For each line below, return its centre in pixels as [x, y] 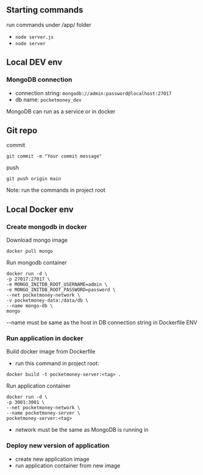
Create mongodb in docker [47, 227]
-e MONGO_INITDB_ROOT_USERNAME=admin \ [57, 285]
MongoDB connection [39, 80]
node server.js [34, 37]
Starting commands [45, 10]
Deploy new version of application [58, 446]
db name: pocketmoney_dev [48, 100]
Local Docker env [40, 209]
